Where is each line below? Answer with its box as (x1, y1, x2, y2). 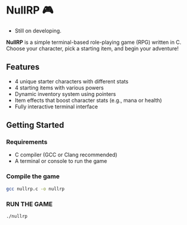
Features (6, 62, 40, 72)
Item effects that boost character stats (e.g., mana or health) (14, 97, 162, 104)
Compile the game (6, 172, 60, 181)
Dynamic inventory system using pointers (14, 90, 117, 97)
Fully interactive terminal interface (14, 103, 98, 110)
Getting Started (6, 120, 65, 130)
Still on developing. (14, 27, 62, 34)
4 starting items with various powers (14, 84, 104, 91)
